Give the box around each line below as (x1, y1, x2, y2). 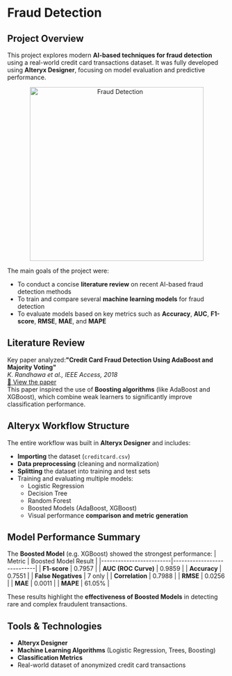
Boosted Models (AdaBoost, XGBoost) (27, 504, 138, 512)
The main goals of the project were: (7, 266, 109, 275)
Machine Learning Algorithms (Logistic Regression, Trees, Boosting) (17, 646, 216, 654)
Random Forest (27, 496, 72, 505)
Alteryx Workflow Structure (7, 420, 130, 432)
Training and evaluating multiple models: (17, 474, 133, 483)
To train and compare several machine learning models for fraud (17, 295, 205, 303)
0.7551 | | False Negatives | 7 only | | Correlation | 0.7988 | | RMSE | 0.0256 (7, 572, 226, 580)
